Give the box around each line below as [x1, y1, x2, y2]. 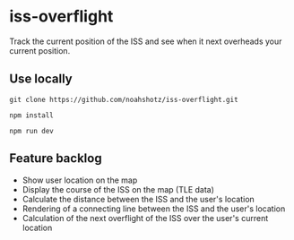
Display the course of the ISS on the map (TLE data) [22, 184, 215, 194]
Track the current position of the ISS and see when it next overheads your [9, 36, 282, 47]
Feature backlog [9, 150, 102, 167]
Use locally [9, 72, 73, 87]
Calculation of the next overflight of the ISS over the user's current [22, 212, 269, 223]
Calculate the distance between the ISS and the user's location [22, 193, 255, 204]
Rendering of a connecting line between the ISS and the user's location [22, 203, 286, 214]
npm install [9, 110, 54, 120]
